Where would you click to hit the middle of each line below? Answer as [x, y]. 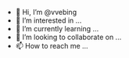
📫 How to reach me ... [52, 46]
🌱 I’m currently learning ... [57, 29]
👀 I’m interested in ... [48, 20]
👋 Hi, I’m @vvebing [46, 12]
